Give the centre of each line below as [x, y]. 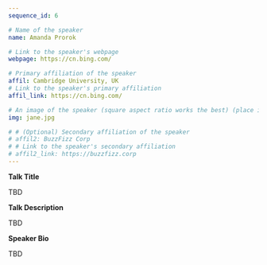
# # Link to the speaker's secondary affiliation [92, 147]
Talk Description [36, 207]
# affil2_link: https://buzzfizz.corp [72, 154]
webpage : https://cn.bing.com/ [60, 59]
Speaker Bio [29, 238]
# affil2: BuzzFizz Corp [49, 139]
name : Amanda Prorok [43, 37]
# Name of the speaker [46, 30]
